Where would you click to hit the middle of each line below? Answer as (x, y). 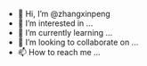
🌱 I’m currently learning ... (65, 33)
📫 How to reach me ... (59, 52)
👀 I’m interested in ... (55, 23)
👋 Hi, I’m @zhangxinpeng (64, 14)
